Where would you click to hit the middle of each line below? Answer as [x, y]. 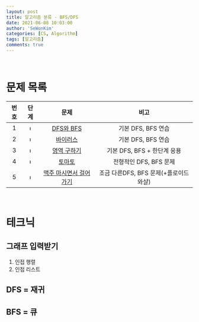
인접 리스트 [28, 269]
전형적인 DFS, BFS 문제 [144, 162]
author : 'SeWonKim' [30, 28]
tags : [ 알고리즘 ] [25, 39]
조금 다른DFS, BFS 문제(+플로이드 [144, 173]
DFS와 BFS [67, 128]
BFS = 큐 [22, 312]
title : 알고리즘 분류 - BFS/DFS [42, 17]
